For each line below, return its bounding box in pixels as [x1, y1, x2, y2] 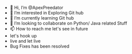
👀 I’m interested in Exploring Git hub [9, 10, 84, 16]
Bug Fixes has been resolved [9, 43, 70, 49]
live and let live [9, 38, 41, 44]
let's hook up [9, 33, 37, 39]
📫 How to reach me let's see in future [9, 26, 88, 31]
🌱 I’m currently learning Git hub [9, 15, 74, 21]
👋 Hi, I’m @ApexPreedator [9, 5, 64, 10]
